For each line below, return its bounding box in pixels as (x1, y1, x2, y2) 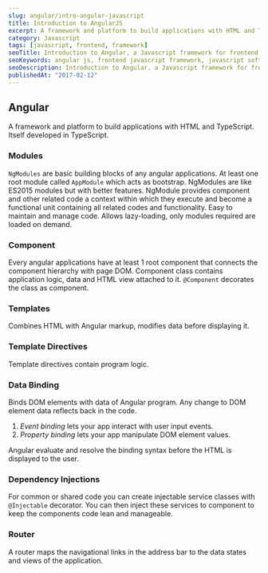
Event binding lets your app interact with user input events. (19, 421, 214, 431)
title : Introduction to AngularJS (8, 19, 124, 27)
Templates (8, 303, 50, 314)
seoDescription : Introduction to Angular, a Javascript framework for (8, 64, 248, 72)
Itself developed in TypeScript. (8, 130, 109, 140)
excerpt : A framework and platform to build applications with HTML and (8, 26, 255, 34)
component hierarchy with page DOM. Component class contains (8, 266, 223, 276)
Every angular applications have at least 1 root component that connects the (8, 257, 258, 268)
